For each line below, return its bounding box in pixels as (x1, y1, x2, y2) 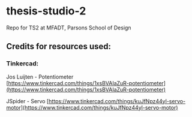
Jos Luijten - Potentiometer (6, 73, 74, 80)
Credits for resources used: (6, 41, 112, 52)
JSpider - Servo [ (6, 97, 49, 104)
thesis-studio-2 (6, 4, 86, 18)
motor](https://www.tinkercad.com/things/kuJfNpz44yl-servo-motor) (6, 104, 178, 111)
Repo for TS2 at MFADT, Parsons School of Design (6, 24, 131, 31)
